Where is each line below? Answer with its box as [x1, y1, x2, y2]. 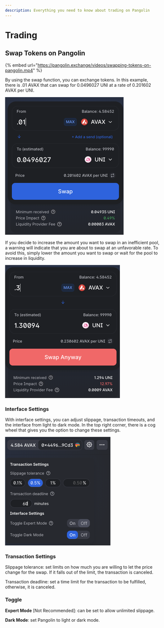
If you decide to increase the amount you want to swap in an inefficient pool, [5, 239, 160, 245]
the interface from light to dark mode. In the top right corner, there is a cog [5, 422, 156, 427]
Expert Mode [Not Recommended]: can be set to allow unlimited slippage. [5, 607, 155, 613]
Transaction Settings [5, 553, 56, 560]
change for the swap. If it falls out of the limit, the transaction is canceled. [5, 569, 154, 576]
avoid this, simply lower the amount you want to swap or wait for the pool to [5, 250, 158, 256]
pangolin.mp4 [5, 67, 33, 73]
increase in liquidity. [5, 255, 46, 261]
